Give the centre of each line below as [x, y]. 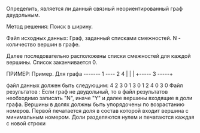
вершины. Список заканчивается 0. [52, 62]
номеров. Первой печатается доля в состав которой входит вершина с [97, 111]
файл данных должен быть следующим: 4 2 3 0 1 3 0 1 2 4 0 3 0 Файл [95, 85]
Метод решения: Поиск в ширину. [50, 27]
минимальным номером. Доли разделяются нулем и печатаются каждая [100, 117]
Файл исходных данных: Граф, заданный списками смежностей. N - [93, 38]
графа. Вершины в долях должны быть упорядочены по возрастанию [95, 104]
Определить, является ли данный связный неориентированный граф [95, 9]
